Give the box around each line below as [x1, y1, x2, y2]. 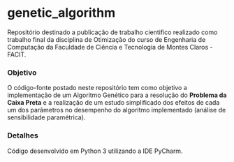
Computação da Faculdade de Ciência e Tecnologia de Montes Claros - [7, 43, 213, 51]
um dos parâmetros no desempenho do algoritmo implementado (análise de [7, 106, 226, 115]
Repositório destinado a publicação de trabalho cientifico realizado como [7, 28, 218, 36]
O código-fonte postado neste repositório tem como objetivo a [7, 84, 187, 92]
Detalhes [7, 131, 38, 140]
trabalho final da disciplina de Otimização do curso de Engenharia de [7, 35, 206, 43]
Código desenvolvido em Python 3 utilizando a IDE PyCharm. [7, 147, 183, 155]
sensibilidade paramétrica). [7, 113, 86, 121]
